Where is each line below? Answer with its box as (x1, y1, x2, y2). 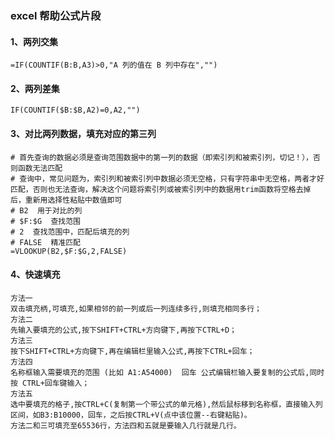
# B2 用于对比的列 (10, 205, 83, 216)
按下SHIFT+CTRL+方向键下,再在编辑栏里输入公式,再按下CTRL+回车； (10, 346, 255, 356)
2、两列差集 (10, 82, 60, 94)
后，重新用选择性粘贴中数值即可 (10, 195, 123, 205)
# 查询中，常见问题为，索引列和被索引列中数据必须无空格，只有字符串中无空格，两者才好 (10, 173, 325, 184)
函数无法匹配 (17, 163, 63, 173)
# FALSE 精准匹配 (10, 237, 81, 247)
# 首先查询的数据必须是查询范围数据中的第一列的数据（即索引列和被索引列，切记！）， (10, 152, 313, 162)
